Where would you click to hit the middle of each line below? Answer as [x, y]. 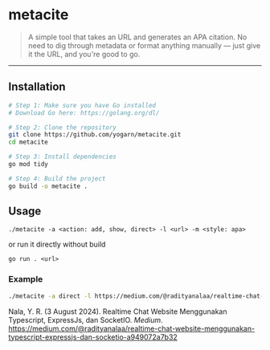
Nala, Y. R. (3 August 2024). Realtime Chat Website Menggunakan [118, 311]
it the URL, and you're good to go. [84, 54]
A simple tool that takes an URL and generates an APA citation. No [137, 37]
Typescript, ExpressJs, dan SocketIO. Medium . [86, 319]
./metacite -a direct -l [50, 296]
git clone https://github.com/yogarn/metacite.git [95, 135]
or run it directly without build [57, 244]
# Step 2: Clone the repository [62, 127]
